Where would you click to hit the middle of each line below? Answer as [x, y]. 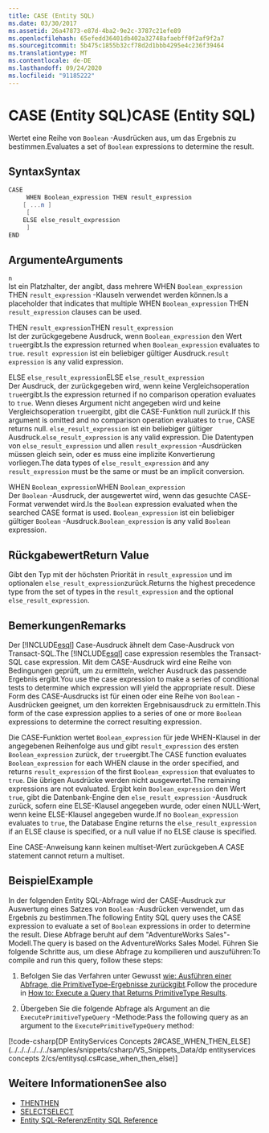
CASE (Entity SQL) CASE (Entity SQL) [132, 115]
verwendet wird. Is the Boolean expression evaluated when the [136, 505]
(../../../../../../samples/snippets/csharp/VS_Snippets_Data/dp [108, 1049]
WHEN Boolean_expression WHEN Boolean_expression [97, 487]
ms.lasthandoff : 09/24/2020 [55, 68]
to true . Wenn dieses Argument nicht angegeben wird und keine [114, 403]
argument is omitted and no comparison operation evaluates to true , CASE [132, 420]
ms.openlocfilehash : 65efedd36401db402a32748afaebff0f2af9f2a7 [116, 38]
